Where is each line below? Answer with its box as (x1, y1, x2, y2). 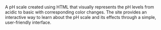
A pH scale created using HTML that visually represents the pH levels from (5, 4, 154, 10)
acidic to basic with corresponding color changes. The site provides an (5, 9, 147, 15)
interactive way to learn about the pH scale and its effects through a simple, (5, 15, 157, 20)
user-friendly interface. (5, 19, 52, 25)
